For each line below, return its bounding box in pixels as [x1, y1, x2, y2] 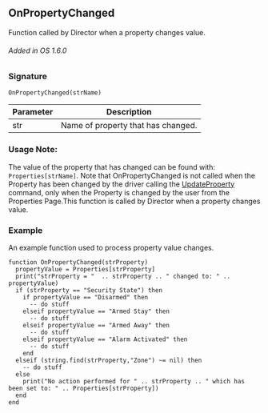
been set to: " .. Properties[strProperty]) [8, 384, 159, 392]
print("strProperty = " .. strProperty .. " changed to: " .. [15, 272, 230, 280]
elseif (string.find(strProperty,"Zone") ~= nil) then [15, 356, 202, 364]
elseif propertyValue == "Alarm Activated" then [22, 335, 188, 343]
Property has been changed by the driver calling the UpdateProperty [8, 179, 235, 189]
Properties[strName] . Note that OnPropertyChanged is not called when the [8, 170, 256, 180]
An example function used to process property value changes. [8, 243, 214, 252]
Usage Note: [8, 144, 58, 155]
